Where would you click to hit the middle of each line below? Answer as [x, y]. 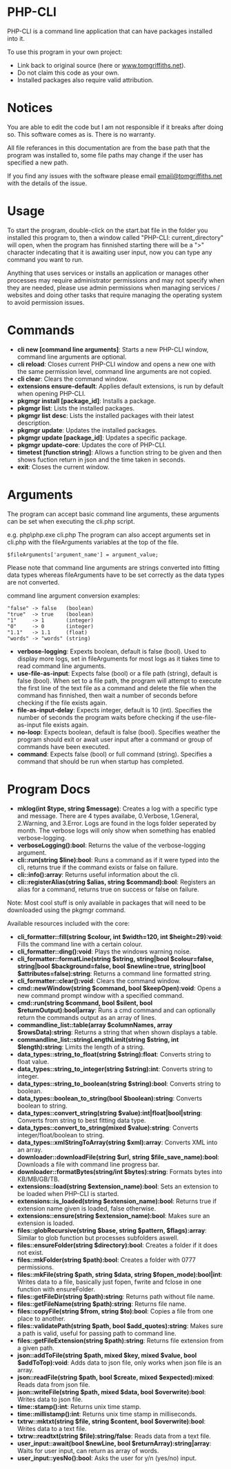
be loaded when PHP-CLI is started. [68, 1193]
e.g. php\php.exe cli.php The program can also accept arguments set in [109, 534]
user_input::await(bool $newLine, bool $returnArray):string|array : [114, 1443]
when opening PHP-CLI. [51, 393]
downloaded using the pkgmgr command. [67, 910]
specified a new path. [38, 162]
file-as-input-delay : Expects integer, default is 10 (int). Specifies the [114, 710]
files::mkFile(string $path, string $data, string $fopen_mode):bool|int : [120, 1274]
